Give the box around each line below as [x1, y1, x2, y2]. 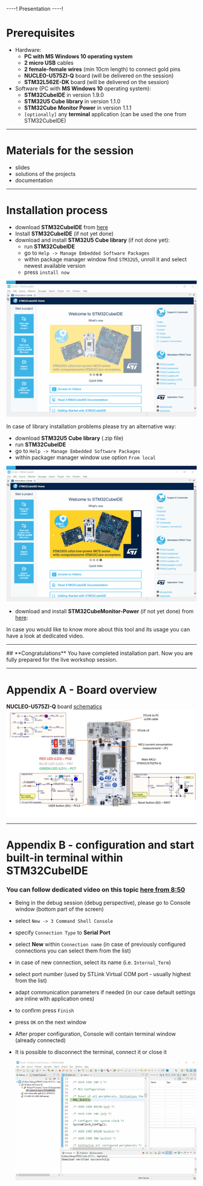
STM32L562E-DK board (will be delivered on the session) [24, 78, 169, 85]
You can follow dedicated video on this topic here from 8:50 [6, 885, 185, 894]
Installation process [6, 204, 108, 217]
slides [14, 163, 30, 171]
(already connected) [14, 1037, 66, 1044]
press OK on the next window [14, 1018, 86, 1026]
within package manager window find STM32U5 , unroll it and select [24, 255, 187, 262]
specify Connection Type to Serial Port [14, 929, 111, 936]
